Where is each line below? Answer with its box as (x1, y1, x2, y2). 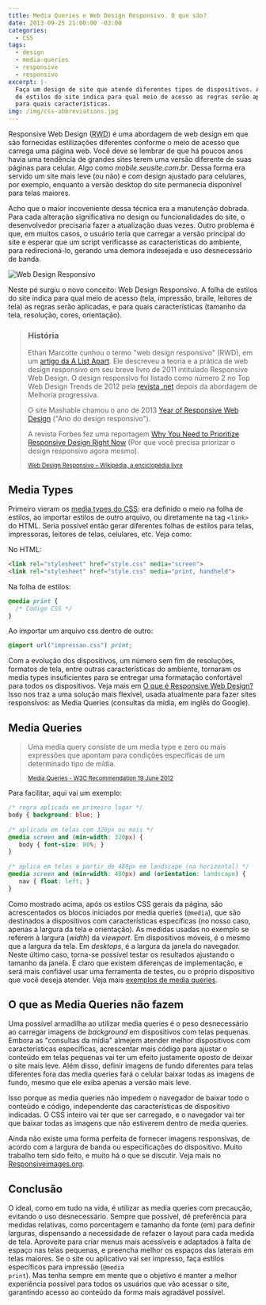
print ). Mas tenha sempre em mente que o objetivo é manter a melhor (8, 1271, 237, 1280)
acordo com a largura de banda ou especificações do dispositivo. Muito (8, 1142, 243, 1152)
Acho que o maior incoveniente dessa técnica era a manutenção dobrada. (8, 204, 249, 213)
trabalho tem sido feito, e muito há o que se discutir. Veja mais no (8, 1151, 222, 1161)
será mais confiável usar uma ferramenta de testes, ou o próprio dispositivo (8, 966, 255, 976)
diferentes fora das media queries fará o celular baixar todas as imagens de (8, 1069, 255, 1079)
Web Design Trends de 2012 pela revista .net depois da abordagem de (27, 382, 257, 391)
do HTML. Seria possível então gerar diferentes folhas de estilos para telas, (8, 521, 254, 531)
